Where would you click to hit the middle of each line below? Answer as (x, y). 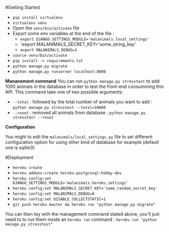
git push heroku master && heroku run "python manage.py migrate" (84, 205)
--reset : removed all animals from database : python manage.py (79, 112)
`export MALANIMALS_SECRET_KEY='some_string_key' (78, 44)
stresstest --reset (33, 118)
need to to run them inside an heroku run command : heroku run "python (81, 219)
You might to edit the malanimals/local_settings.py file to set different (79, 137)
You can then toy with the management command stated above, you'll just (82, 214)
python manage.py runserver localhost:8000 (59, 72)
